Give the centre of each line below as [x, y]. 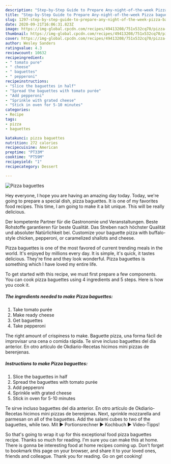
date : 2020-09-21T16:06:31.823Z [39, 24]
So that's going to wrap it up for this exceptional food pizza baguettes [78, 434]
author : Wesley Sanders [31, 43]
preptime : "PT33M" [25, 152]
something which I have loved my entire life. [51, 264]
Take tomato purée [32, 309]
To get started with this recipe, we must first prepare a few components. [81, 274]
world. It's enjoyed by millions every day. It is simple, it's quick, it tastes [80, 253]
